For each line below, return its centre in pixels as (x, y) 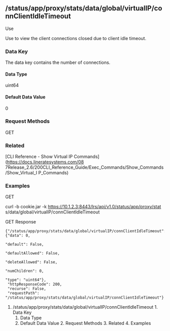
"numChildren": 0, (25, 271)
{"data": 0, (18, 236)
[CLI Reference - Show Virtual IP (39, 157)
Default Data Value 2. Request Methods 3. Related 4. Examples (86, 323)
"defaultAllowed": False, (32, 253)
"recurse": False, (27, 289)
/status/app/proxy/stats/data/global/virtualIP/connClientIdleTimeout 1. (85, 307)
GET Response (21, 222)
